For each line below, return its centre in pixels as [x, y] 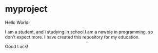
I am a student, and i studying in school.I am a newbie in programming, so [79, 32]
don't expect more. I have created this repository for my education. [72, 37]
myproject [26, 9]
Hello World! [18, 22]
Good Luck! [17, 46]
